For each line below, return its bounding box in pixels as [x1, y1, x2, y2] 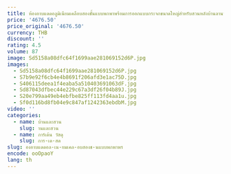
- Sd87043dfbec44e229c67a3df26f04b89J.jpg [13, 86, 137, 93]
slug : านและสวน [19, 125, 59, 132]
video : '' [7, 105, 36, 112]
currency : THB [7, 29, 48, 36]
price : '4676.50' [7, 16, 57, 23]
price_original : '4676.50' [7, 23, 85, 29]
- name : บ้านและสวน [13, 118, 62, 125]
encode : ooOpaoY [7, 150, 54, 158]
